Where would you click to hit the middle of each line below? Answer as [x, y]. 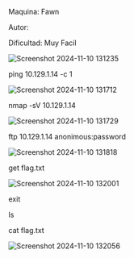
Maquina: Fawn [34, 12]
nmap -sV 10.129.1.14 [42, 105]
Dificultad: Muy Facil [42, 43]
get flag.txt [27, 168]
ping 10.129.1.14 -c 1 [40, 74]
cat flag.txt [26, 230]
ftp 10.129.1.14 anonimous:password [67, 137]
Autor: [19, 27]
